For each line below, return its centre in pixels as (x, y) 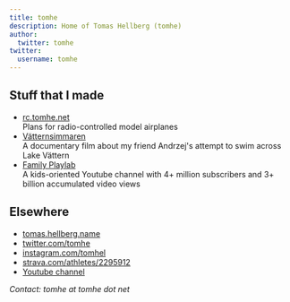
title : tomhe (34, 17)
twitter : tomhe (46, 43)
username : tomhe (47, 59)
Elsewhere (39, 212)
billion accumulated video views (81, 184)
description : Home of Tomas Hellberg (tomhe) (95, 26)
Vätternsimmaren (54, 136)
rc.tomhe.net (46, 116)
